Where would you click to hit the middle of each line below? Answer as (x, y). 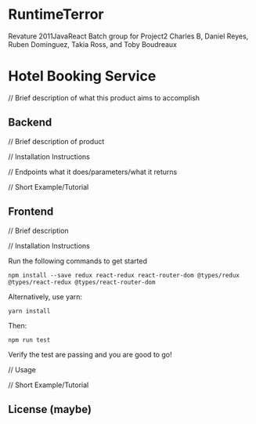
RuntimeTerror (56, 14)
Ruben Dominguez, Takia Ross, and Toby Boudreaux (93, 44)
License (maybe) (50, 409)
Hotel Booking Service (82, 76)
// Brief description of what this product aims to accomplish (104, 98)
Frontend (31, 212)
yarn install (29, 311)
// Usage (22, 369)
